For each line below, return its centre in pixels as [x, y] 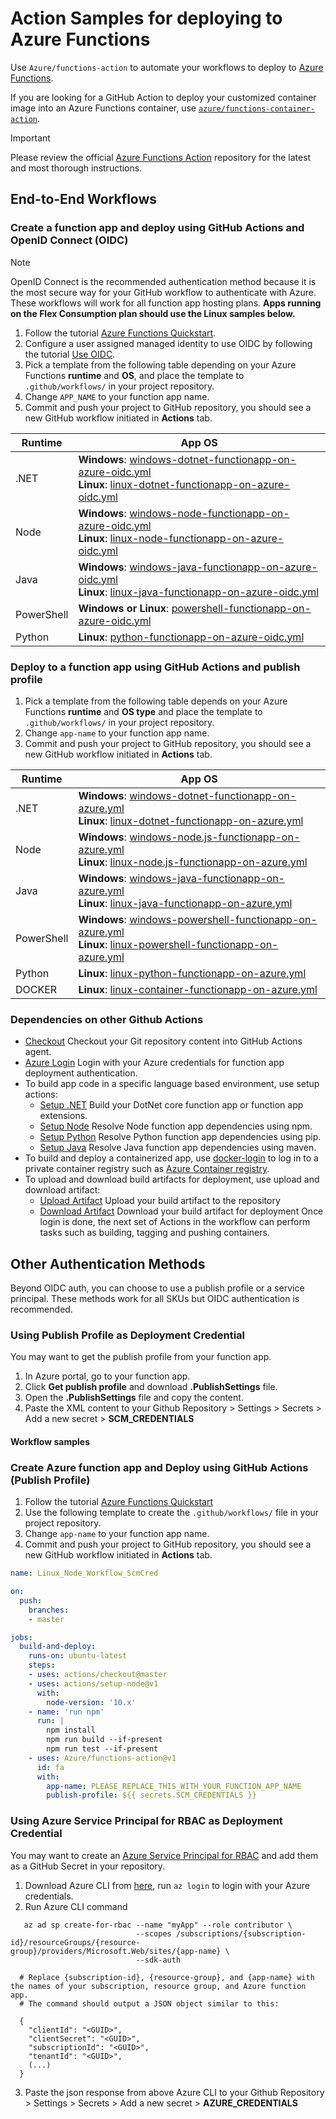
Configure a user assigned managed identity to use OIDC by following [168, 343]
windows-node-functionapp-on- [209, 513]
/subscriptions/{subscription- [241, 1933]
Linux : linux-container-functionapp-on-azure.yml [198, 989]
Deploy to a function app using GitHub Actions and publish [155, 667]
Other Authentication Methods [108, 1263]
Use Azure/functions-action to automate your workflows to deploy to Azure [167, 67]
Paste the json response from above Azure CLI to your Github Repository [174, 2092]
